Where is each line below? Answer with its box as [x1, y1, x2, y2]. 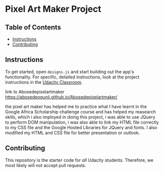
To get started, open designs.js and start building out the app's [5, 69, 134, 74]
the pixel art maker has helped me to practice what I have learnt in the [5, 104, 147, 109]
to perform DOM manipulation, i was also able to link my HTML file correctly [5, 119, 159, 125]
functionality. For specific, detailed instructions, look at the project [5, 74, 139, 80]
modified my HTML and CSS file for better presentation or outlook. [5, 130, 140, 136]
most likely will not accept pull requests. [5, 162, 87, 168]
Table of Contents [5, 23, 62, 32]
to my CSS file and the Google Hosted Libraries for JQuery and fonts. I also [5, 124, 158, 130]
